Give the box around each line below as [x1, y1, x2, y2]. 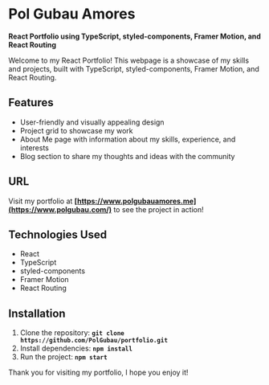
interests [19, 142, 50, 153]
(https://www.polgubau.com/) [8, 204, 112, 214]
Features [8, 96, 54, 109]
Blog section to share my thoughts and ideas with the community [19, 151, 235, 161]
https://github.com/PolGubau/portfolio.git [19, 337, 169, 345]
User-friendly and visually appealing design [19, 117, 165, 127]
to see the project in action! [113, 204, 204, 214]
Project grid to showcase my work [19, 125, 134, 135]
